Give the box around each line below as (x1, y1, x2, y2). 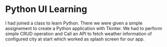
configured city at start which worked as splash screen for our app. (5, 36, 145, 42)
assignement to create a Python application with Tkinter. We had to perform (5, 25, 162, 31)
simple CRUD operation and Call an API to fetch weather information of (5, 30, 152, 36)
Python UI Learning (5, 3, 88, 15)
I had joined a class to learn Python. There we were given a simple (5, 20, 143, 26)
